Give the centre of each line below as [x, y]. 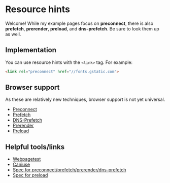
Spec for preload [30, 175]
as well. [13, 34]
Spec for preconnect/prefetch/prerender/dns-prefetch [69, 170]
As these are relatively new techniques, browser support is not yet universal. [85, 99]
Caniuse [21, 164]
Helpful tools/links [35, 147]
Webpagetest [27, 159]
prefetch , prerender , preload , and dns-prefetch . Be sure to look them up [82, 28]
